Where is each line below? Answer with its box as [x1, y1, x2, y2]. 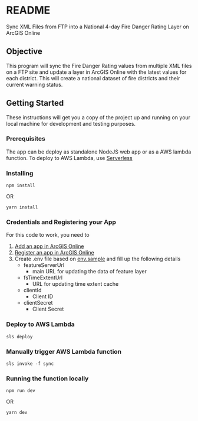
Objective [6, 47, 43, 57]
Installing [6, 169, 34, 177]
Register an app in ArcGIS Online [14, 249, 94, 256]
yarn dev [6, 410, 28, 416]
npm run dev [6, 388, 35, 394]
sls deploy [6, 334, 33, 340]
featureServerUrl [23, 262, 65, 269]
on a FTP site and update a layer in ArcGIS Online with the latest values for [6, 68, 187, 76]
